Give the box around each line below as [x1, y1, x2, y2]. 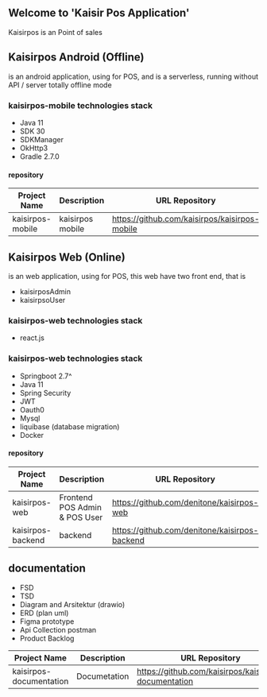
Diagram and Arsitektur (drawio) [19, 599, 126, 609]
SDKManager [19, 134, 64, 144]
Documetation [76, 671, 130, 682]
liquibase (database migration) [19, 421, 120, 432]
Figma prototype [19, 616, 75, 626]
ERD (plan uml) [19, 608, 69, 618]
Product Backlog [19, 633, 75, 643]
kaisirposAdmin [19, 286, 72, 296]
